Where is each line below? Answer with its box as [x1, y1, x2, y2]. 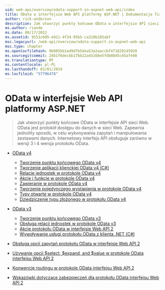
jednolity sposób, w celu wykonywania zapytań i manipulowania [17, 130, 147, 136]
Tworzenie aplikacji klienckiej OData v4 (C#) [19, 165, 110, 171]
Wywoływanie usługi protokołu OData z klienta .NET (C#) [19, 231, 135, 237]
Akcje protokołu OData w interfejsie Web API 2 [19, 225, 114, 232]
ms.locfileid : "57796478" [5, 72, 58, 76]
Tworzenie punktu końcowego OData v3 [19, 215, 101, 221]
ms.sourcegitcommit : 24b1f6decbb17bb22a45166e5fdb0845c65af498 [5, 53, 137, 58]
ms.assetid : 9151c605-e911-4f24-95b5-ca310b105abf [5, 35, 111, 40]
